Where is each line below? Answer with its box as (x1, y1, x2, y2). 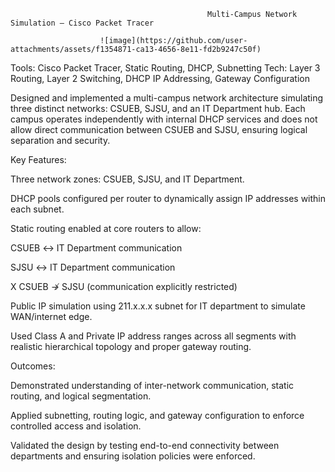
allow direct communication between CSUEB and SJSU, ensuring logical (10, 124, 308, 135)
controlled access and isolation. (10, 420, 142, 432)
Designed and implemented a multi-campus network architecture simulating (10, 92, 324, 104)
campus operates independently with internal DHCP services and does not (10, 113, 318, 125)
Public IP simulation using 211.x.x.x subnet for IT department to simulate (10, 300, 306, 312)
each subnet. (10, 203, 65, 215)
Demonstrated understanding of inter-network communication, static (10, 380, 295, 391)
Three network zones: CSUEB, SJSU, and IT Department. (10, 173, 245, 185)
